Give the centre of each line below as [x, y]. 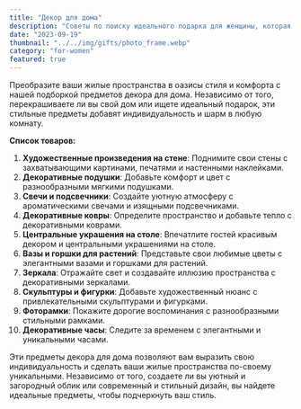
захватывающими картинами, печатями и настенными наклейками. [153, 168]
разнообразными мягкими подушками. [98, 187]
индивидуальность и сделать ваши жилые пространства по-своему [141, 366]
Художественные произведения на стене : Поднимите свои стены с [155, 158]
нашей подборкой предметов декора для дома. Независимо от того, [142, 94]
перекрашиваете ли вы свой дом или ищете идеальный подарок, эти [142, 104]
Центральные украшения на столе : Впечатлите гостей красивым [150, 234]
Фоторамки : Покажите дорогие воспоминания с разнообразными [150, 311]
